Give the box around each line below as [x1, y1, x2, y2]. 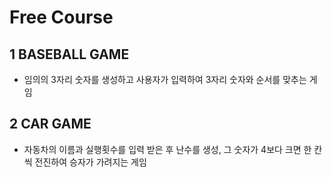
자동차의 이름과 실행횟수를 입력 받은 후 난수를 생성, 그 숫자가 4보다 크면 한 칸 [23, 143, 323, 155]
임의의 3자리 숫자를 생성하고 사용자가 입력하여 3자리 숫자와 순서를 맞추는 [23, 74, 307, 85]
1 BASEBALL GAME [9, 46, 130, 63]
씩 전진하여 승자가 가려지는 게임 [23, 156, 147, 168]
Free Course [9, 6, 114, 29]
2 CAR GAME [9, 116, 92, 133]
